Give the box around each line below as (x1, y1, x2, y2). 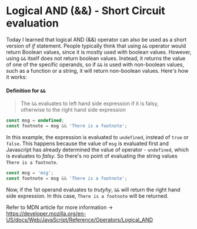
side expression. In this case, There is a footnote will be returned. (6, 192, 169, 199)
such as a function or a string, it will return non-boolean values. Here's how (6, 67, 189, 74)
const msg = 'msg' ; (6, 170, 54, 176)
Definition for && (6, 87, 46, 94)
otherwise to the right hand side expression (20, 106, 126, 113)
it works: (6, 73, 28, 80)
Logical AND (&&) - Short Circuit (6, 4, 166, 18)
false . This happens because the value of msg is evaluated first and (6, 140, 169, 147)
